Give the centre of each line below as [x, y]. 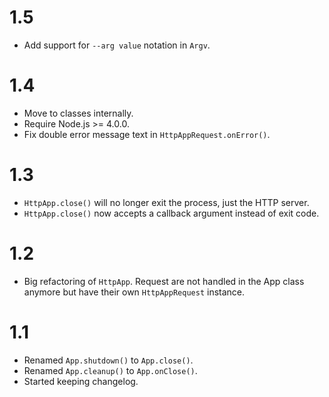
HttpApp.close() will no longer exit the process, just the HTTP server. [166, 202]
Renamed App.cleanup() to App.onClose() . [110, 370]
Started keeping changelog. [81, 381]
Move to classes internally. [78, 113]
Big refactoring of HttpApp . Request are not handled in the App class [164, 281]
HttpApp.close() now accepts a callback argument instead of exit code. [171, 213]
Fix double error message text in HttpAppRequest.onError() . [147, 134]
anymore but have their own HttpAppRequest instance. [134, 292]
